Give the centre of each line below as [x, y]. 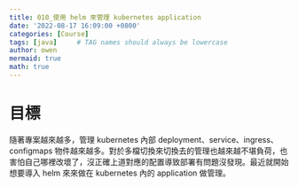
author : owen [33, 51]
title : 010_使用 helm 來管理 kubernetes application [105, 17]
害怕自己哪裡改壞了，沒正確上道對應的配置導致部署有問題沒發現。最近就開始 [149, 161]
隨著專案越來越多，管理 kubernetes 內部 [83, 139]
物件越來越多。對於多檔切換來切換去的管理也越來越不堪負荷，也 [171, 151]
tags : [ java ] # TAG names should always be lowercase [118, 42]
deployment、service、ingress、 [219, 139]
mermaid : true [35, 58]
